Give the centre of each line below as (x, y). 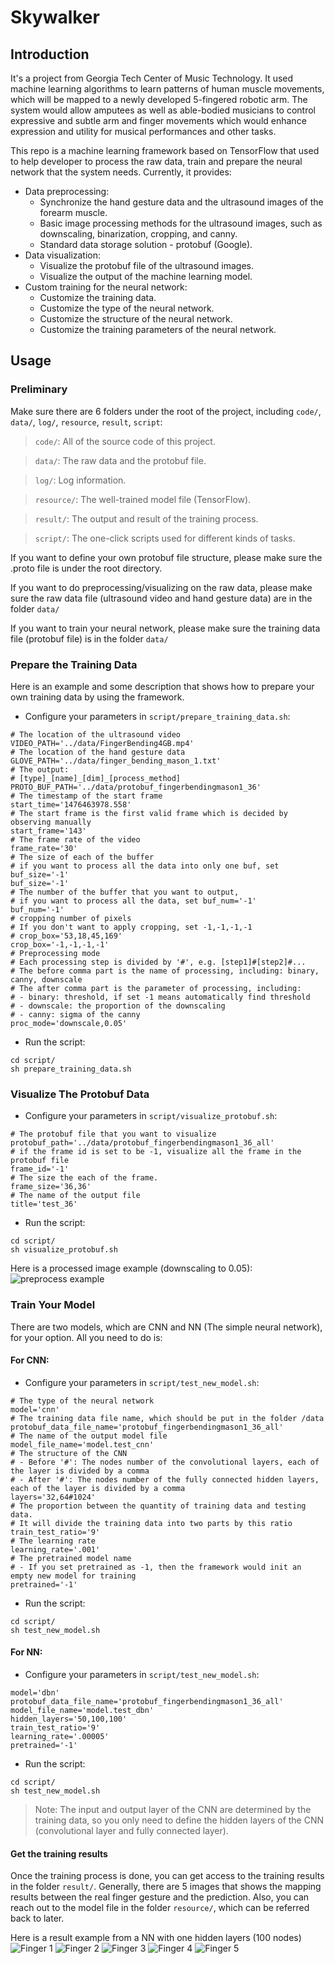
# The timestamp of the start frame (86, 796)
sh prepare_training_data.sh (71, 1069)
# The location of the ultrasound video (96, 734)
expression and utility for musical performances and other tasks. (143, 131)
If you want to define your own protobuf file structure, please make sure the (166, 557)
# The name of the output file (75, 1196)
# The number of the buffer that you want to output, (125, 892)
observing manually (51, 822)
